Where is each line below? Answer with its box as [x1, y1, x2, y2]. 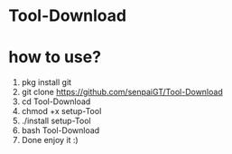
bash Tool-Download [21, 125, 100, 136]
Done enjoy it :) [21, 135, 79, 146]
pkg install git [21, 77, 72, 88]
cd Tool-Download [21, 96, 91, 107]
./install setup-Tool [21, 115, 91, 127]
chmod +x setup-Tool [21, 106, 102, 117]
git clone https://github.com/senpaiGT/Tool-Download [21, 87, 223, 98]
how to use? [8, 47, 101, 68]
